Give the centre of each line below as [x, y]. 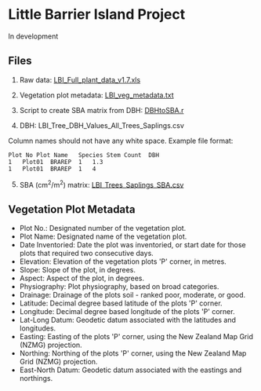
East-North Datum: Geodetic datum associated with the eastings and [130, 370]
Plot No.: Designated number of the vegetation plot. [103, 228]
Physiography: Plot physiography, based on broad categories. [119, 287]
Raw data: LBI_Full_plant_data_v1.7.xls [80, 79]
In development [33, 36]
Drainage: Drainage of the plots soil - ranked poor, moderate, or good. [132, 295]
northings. [36, 378]
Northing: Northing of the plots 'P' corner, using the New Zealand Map [133, 353]
